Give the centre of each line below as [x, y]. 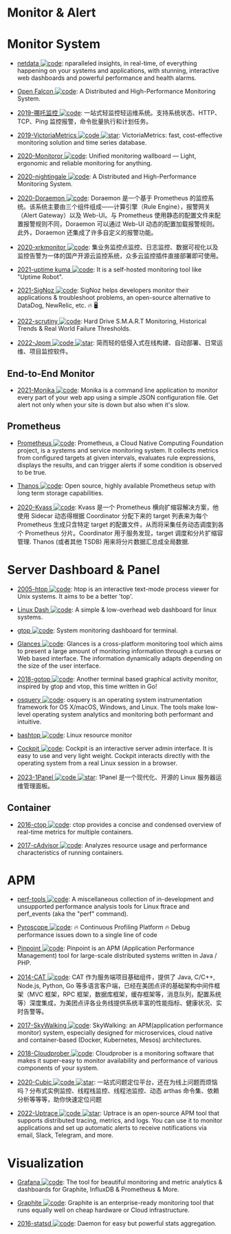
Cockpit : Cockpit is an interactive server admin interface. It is [115, 748]
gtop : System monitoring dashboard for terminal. [97, 630]
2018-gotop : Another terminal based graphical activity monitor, [118, 679]
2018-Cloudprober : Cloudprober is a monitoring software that [115, 1053]
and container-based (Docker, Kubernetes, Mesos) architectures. [109, 1040]
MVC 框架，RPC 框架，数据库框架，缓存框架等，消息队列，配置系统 [125, 994]
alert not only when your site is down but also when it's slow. [103, 404]
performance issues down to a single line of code [87, 935]
